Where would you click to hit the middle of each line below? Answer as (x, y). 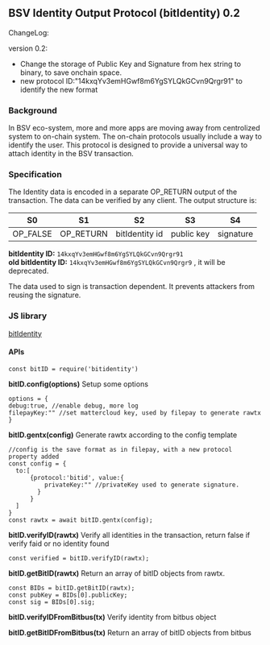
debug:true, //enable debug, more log (73, 406)
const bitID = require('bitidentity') (73, 369)
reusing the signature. (45, 295)
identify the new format (59, 89)
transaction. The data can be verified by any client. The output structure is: (133, 201)
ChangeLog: (29, 32)
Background (33, 110)
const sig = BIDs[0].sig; (52, 602)
